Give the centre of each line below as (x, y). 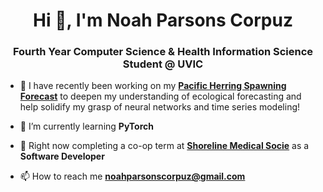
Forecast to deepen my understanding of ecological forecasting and (160, 96)
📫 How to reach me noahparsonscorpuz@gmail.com (132, 176)
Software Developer (62, 156)
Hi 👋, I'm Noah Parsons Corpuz (163, 20)
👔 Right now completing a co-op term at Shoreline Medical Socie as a (164, 146)
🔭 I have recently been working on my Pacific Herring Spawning (153, 86)
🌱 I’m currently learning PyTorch (87, 126)
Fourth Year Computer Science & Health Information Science (163, 52)
